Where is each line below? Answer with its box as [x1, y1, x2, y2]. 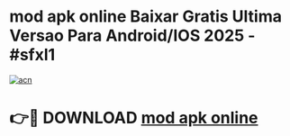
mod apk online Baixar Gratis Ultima [9, 6, 282, 27]
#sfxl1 [9, 45, 56, 65]
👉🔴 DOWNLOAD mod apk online [9, 108, 258, 128]
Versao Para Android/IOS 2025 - [9, 25, 256, 46]
